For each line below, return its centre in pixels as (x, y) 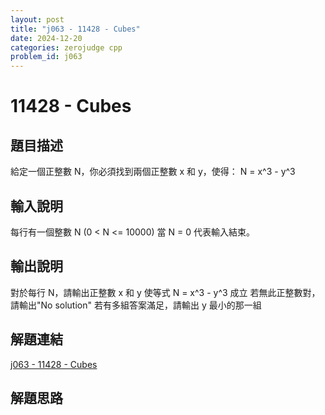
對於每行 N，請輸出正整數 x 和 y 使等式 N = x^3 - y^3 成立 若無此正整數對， (165, 292)
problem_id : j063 (46, 57)
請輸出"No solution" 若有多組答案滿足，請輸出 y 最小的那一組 (136, 305)
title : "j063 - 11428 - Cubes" (75, 29)
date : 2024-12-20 (46, 38)
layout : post (37, 19)
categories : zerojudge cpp (66, 47)
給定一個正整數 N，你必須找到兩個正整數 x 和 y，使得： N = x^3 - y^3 (153, 172)
